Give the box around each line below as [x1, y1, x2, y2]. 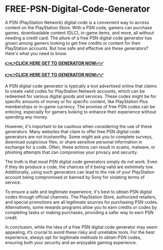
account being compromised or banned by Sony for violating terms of [5, 174, 145, 180]
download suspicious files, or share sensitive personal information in [5, 139, 143, 144]
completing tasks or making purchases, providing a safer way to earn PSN [5, 209, 154, 215]
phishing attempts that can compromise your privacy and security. [5, 149, 138, 155]
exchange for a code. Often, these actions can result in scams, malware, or [5, 144, 156, 150]
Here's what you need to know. [5, 50, 67, 56]
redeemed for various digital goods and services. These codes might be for [5, 93, 157, 99]
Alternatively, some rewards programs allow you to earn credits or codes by [5, 204, 157, 210]
